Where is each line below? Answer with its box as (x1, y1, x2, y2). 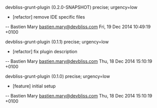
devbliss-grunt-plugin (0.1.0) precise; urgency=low (5, 73, 110, 79)
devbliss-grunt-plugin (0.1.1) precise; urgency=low (5, 39, 109, 45)
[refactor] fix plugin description (12, 49, 77, 54)
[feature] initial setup (12, 83, 56, 89)
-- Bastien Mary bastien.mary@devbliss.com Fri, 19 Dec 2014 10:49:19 (5, 24, 151, 30)
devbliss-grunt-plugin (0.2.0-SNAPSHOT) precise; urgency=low (5, 5, 138, 10)
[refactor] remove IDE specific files (12, 14, 86, 20)
